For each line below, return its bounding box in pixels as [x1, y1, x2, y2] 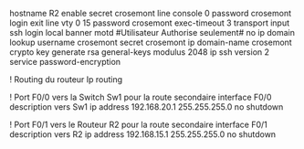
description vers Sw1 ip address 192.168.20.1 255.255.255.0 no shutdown [9, 101, 284, 112]
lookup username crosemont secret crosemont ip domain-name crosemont [9, 37, 292, 48]
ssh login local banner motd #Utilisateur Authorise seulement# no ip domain [9, 27, 295, 37]
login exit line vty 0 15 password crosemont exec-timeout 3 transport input [9, 17, 290, 28]
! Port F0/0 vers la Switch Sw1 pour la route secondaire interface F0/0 [9, 91, 272, 102]
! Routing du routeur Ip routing [9, 74, 123, 85]
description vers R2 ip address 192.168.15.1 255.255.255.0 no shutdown [9, 129, 277, 140]
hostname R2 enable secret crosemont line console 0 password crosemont [9, 8, 292, 18]
